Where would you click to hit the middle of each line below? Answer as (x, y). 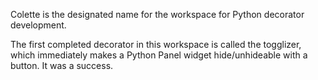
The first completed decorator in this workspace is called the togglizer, (156, 44)
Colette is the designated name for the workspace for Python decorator (157, 14)
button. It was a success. (62, 65)
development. (38, 25)
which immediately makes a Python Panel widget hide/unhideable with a (159, 55)
